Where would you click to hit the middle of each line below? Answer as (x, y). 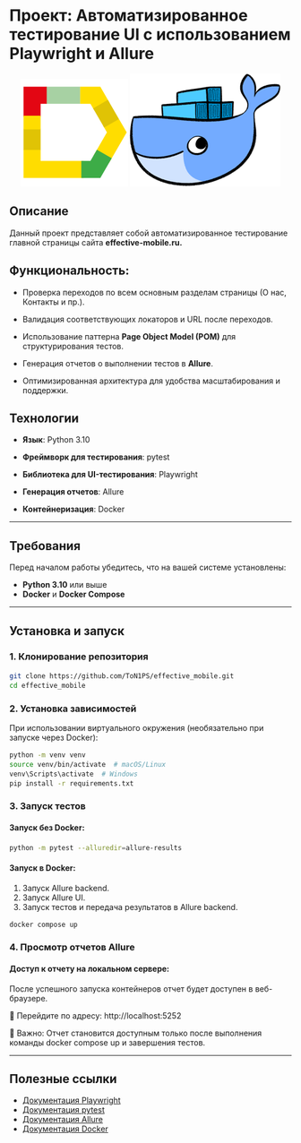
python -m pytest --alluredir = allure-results (95, 847)
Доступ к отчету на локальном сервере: (90, 969)
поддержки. (45, 390)
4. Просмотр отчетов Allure (73, 948)
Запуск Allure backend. (66, 888)
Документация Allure (62, 1120)
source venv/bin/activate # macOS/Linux (88, 764)
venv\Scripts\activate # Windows (74, 774)
